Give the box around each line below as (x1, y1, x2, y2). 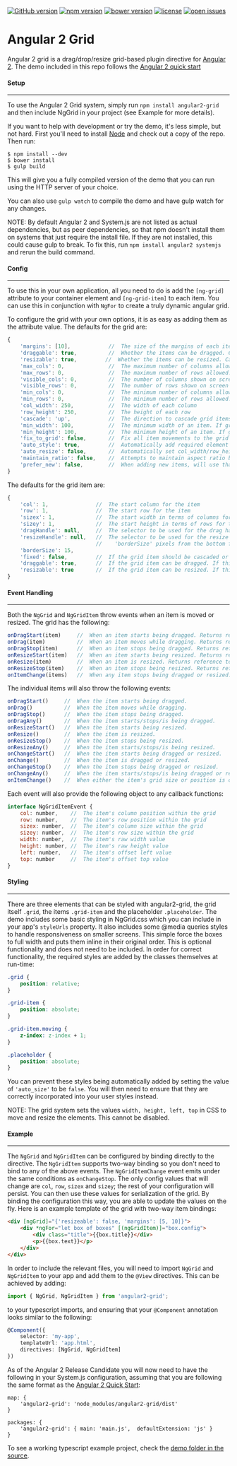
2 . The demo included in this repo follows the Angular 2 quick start (7, 62, 201, 71)
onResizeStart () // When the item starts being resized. (7, 724, 188, 731)
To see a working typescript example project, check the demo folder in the (7, 1443, 224, 1452)
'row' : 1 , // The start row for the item (20, 508, 191, 515)
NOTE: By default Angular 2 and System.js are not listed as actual (7, 218, 197, 226)
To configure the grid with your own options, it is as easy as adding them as (7, 315, 228, 324)
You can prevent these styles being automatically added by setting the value (7, 1077, 229, 1086)
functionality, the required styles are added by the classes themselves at (7, 952, 219, 961)
